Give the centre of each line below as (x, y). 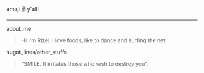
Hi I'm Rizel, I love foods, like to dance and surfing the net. (94, 40)
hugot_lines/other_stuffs (36, 52)
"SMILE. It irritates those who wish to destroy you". (85, 64)
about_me (19, 29)
